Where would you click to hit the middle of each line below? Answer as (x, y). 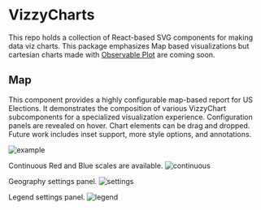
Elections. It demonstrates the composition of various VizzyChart (117, 108)
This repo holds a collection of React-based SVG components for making (131, 37)
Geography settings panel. (53, 181)
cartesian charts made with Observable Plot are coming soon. (112, 54)
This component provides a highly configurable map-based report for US (131, 100)
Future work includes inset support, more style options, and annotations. (130, 134)
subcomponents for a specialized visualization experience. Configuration (131, 117)
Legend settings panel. (47, 197)
